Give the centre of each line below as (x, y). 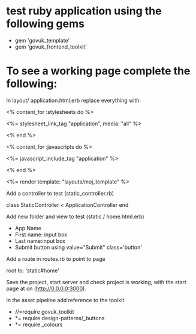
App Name (28, 228)
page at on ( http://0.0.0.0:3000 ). (46, 288)
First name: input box (41, 234)
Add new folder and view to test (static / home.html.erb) (76, 216)
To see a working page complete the (98, 71)
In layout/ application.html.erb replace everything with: (74, 100)
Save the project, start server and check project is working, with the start (97, 282)
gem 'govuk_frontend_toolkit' (51, 47)
